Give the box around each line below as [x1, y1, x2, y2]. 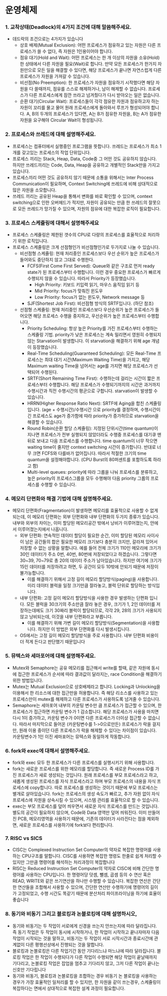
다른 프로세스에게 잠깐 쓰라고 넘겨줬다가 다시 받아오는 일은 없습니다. [29, 92, 161, 98]
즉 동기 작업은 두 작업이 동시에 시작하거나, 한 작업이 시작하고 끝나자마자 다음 [12, 929, 160, 935]
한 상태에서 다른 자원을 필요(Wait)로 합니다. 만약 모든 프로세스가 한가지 [19, 61, 157, 67]
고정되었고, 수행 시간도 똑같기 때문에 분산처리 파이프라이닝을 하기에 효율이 [17, 891, 162, 897]
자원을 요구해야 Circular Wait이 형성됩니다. [19, 117, 103, 123]
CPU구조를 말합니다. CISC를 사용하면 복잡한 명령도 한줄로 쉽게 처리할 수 [21, 853, 162, 859]
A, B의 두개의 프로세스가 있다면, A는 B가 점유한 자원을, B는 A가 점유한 [26, 111, 162, 117]
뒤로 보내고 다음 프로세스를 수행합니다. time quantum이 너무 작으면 [27, 438, 158, 444]
